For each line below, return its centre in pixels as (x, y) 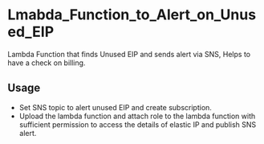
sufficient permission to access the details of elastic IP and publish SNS (138, 124)
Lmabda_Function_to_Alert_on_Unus (132, 15)
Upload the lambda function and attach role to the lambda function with (137, 116)
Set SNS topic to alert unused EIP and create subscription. (115, 107)
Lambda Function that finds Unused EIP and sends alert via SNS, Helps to (129, 54)
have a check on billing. (47, 63)
